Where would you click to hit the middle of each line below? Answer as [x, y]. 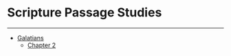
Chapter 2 [42, 45]
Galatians [30, 38]
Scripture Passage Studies [85, 13]
